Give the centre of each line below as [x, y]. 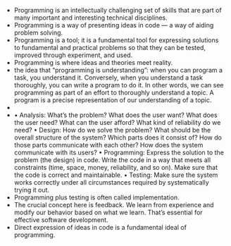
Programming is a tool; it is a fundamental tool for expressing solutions [116, 40]
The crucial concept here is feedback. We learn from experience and [114, 205]
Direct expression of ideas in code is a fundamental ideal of [100, 227]
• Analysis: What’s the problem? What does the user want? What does [115, 115]
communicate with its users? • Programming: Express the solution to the [119, 152]
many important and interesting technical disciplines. [90, 18]
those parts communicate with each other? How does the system [108, 145]
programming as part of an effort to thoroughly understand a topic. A [114, 92]
